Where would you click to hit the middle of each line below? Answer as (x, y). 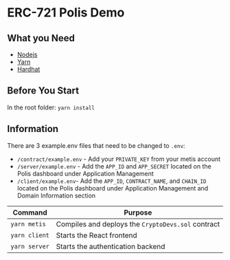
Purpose (138, 213)
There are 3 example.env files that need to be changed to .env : (96, 145)
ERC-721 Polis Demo (66, 13)
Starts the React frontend (96, 235)
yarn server (30, 246)
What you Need (41, 38)
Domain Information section (56, 195)
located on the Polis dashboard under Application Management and (113, 188)
